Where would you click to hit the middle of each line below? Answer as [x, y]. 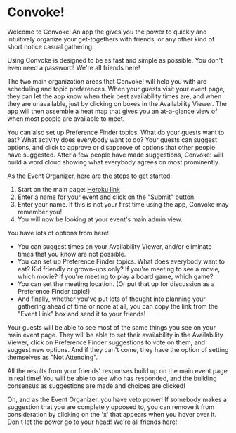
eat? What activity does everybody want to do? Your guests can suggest [112, 140]
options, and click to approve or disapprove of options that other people [111, 147]
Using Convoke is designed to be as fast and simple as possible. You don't [115, 60]
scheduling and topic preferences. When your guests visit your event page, [116, 89]
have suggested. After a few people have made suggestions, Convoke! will [115, 155]
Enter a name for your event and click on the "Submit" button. [107, 197]
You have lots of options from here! [58, 233]
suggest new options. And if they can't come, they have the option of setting [118, 349]
